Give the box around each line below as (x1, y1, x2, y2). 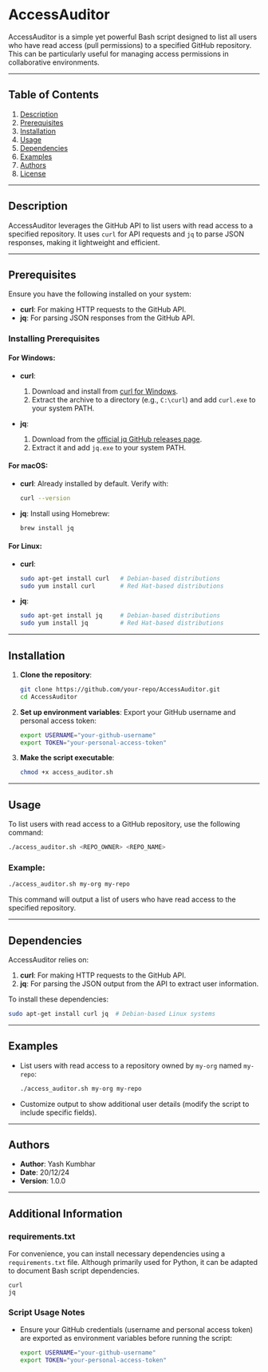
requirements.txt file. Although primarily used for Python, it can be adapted (8, 1258, 258, 1267)
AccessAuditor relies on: (8, 955, 89, 965)
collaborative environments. (8, 57, 100, 67)
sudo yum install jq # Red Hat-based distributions (19, 619, 224, 628)
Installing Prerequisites (8, 333, 100, 344)
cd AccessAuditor (19, 692, 78, 700)
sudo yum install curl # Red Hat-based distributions (19, 581, 224, 590)
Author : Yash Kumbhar (19, 1160, 96, 1169)
